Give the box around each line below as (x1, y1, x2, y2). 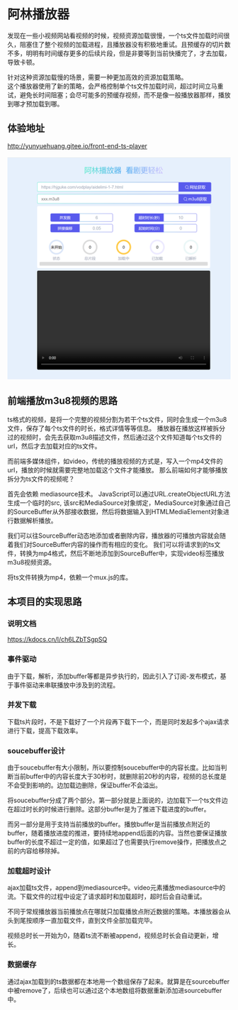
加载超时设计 (7, 866, 52, 876)
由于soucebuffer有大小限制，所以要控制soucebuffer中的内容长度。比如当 (7, 763, 221, 772)
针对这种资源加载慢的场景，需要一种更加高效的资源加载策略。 (7, 72, 188, 82)
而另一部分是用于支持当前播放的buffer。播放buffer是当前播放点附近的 (7, 820, 210, 828)
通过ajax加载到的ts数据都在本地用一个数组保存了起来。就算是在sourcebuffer (7, 977, 230, 986)
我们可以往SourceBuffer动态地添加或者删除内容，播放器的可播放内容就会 (7, 531, 220, 540)
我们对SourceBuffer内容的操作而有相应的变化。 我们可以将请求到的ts (13, 540, 215, 548)
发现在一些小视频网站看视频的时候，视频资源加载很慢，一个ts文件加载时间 (7, 31, 224, 40)
